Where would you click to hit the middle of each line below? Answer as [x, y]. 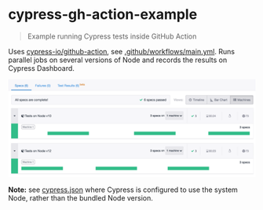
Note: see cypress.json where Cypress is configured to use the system [123, 190]
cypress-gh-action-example [103, 15]
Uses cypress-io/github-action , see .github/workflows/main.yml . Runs [122, 51]
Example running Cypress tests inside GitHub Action [112, 36]
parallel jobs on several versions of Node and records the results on [118, 60]
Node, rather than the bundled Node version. [80, 197]
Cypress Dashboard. [41, 68]
